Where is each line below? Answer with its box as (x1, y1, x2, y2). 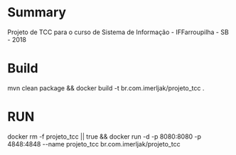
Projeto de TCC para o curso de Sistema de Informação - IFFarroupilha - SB (7, 28, 229, 36)
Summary (7, 4, 66, 21)
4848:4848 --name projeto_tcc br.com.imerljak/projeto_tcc (7, 139, 181, 148)
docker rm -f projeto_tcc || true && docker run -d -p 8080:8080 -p (7, 132, 201, 141)
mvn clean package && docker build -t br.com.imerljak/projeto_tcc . (7, 83, 205, 92)
